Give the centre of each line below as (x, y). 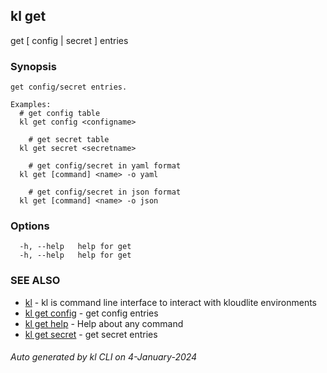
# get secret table (69, 140)
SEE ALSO (35, 281)
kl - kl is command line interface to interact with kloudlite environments (171, 302)
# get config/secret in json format (105, 192)
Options (30, 226)
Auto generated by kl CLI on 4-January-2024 (104, 357)
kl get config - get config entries (91, 313)
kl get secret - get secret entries (91, 334)
